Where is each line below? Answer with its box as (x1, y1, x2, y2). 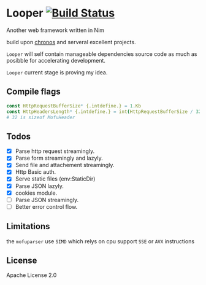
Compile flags (6, 87, 61, 97)
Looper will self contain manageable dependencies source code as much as (6, 50, 197, 58)
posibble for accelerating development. (6, 57, 106, 64)
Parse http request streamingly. (15, 147, 95, 155)
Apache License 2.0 (6, 271, 57, 279)
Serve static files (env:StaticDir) (15, 175, 96, 182)
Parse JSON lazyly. (15, 182, 64, 190)
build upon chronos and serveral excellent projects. (6, 38, 136, 45)
